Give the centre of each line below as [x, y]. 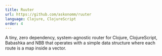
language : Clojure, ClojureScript [41, 19]
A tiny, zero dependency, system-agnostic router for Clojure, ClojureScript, [81, 38]
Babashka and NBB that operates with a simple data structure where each [80, 43]
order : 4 [14, 24]
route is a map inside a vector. [36, 48]
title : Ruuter [20, 10]
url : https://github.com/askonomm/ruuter [48, 14]
